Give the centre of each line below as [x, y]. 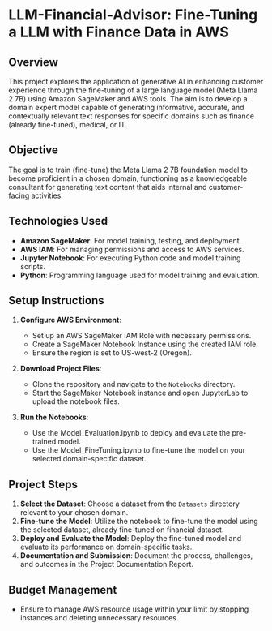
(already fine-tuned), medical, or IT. [68, 124]
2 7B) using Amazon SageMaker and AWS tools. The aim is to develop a [128, 99]
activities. [47, 195]
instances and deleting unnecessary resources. [99, 618]
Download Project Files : [61, 369]
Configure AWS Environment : [70, 320]
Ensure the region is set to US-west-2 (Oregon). [112, 353]
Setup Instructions [56, 300]
